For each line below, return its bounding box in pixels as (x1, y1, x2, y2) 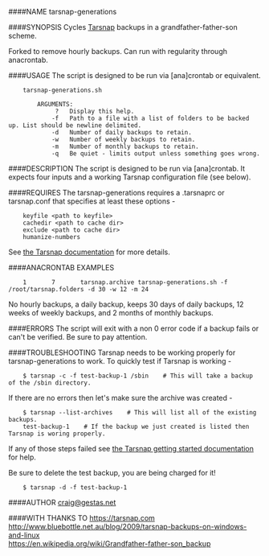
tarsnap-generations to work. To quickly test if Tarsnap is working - (8, 356, 231, 365)
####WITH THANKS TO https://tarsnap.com (8, 513, 155, 522)
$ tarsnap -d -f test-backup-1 (22, 484, 128, 492)
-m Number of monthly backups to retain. (51, 142, 199, 150)
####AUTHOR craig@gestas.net (8, 498, 116, 507)
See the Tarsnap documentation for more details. (8, 247, 171, 257)
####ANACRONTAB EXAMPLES (8, 263, 115, 272)
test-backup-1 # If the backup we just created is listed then (22, 422, 250, 430)
